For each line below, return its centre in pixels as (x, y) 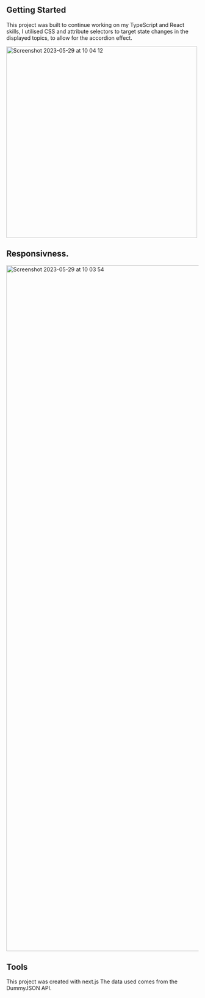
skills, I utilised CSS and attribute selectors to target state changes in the (98, 31)
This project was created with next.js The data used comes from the (92, 981)
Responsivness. (38, 254)
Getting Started (36, 10)
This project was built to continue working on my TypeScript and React (95, 24)
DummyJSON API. (29, 988)
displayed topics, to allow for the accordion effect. (69, 38)
